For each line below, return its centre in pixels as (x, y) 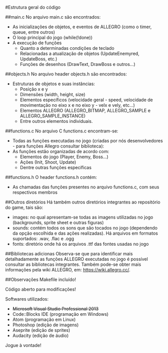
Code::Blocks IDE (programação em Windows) (60, 314)
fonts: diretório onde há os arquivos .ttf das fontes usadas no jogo (80, 244)
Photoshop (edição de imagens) (45, 325)
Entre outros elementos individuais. (56, 121)
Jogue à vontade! (23, 345)
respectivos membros (35, 192)
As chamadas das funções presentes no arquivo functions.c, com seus (86, 187)
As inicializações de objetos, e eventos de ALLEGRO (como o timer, (82, 27)
